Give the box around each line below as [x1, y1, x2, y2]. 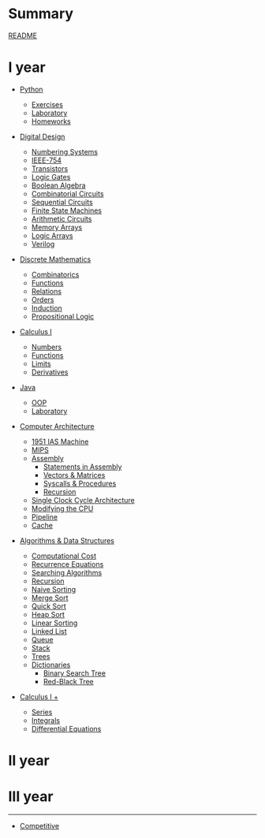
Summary [8, 5, 73, 23]
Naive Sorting [31, 584, 77, 594]
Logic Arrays [31, 230, 73, 240]
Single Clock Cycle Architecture [31, 495, 136, 505]
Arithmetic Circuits [31, 214, 92, 223]
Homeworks [31, 116, 71, 126]
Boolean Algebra [31, 181, 86, 190]
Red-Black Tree [43, 676, 95, 686]
